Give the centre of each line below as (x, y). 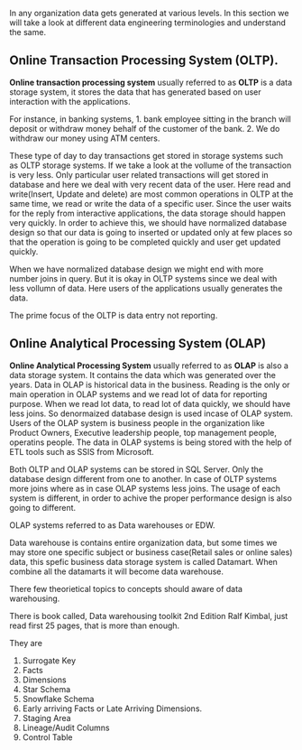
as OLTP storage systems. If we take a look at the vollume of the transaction (151, 165)
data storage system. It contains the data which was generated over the (143, 375)
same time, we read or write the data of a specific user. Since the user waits (151, 203)
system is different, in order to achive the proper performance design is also (151, 498)
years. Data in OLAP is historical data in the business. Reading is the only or (150, 384)
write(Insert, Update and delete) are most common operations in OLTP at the (151, 194)
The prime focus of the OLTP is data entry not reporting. (114, 315)
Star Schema (46, 689)
